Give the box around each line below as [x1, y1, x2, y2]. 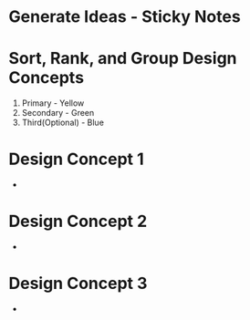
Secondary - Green [21, 108, 95, 119]
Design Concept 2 [8, 212, 148, 232]
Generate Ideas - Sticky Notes [8, 6, 241, 27]
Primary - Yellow [21, 98, 85, 108]
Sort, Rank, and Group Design [8, 48, 238, 69]
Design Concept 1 [8, 149, 145, 170]
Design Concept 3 [8, 274, 148, 294]
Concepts [8, 67, 84, 88]
